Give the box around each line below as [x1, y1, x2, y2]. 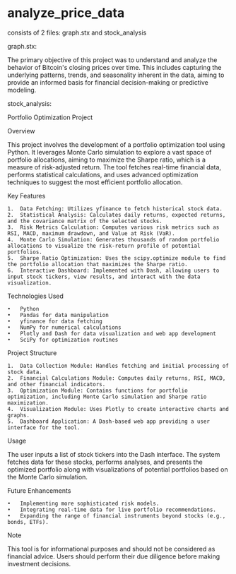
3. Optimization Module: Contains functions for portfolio [7, 387, 189, 394]
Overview [7, 126, 35, 135]
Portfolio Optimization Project [7, 113, 93, 121]
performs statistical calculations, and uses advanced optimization [7, 170, 199, 179]
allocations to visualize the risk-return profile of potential [7, 242, 201, 249]
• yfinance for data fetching [7, 318, 102, 325]
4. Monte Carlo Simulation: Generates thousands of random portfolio [7, 236, 220, 243]
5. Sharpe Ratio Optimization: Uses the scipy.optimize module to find [7, 254, 226, 262]
